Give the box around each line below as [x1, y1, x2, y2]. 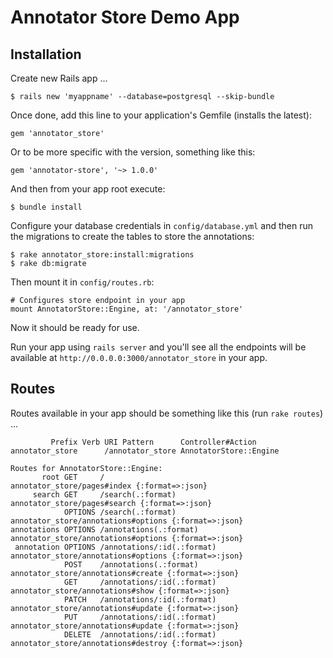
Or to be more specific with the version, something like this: [10, 146, 256, 158]
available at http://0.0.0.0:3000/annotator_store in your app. [10, 352, 268, 363]
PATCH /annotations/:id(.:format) [63, 594, 217, 605]
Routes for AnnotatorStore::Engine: [10, 463, 163, 473]
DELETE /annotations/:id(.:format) [63, 629, 217, 640]
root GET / [41, 472, 105, 482]
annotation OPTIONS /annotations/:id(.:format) [14, 542, 217, 552]
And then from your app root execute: [10, 183, 166, 195]
